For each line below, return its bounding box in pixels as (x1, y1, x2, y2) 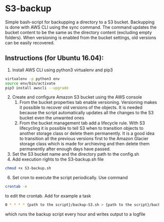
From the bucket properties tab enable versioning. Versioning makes (19, 100, 157, 105)
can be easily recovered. (5, 40, 55, 45)
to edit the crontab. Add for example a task (5, 193, 91, 199)
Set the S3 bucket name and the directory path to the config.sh (12, 151, 139, 157)
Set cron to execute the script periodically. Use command (12, 175, 128, 181)
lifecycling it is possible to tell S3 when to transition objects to (19, 125, 144, 131)
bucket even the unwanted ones (19, 115, 84, 121)
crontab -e (5, 184, 27, 189)
